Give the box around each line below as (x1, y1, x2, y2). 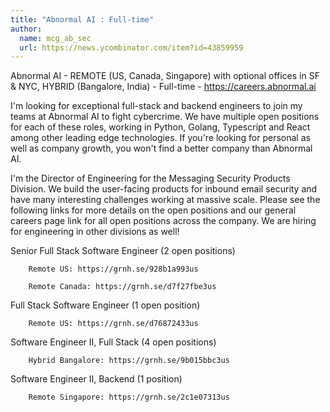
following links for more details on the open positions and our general (10, 204, 297, 216)
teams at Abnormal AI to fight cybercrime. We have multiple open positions (10, 111, 320, 123)
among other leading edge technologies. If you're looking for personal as (10, 132, 311, 144)
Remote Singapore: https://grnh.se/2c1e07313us (28, 392, 230, 403)
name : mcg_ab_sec (19, 33, 92, 43)
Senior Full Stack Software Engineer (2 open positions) (10, 245, 236, 257)
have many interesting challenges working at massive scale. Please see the (10, 194, 321, 206)
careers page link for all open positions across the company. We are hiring (10, 215, 317, 227)
